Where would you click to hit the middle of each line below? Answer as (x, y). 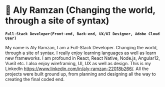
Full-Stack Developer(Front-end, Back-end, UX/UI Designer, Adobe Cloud (82, 34)
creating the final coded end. (35, 79)
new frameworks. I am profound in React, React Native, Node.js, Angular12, (82, 58)
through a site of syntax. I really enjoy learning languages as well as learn (81, 53)
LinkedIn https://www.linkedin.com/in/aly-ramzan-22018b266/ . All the (77, 69)
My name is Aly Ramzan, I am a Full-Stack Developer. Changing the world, (81, 47)
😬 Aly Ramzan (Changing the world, (80, 10)
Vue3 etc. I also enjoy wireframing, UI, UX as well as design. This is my (78, 63)
